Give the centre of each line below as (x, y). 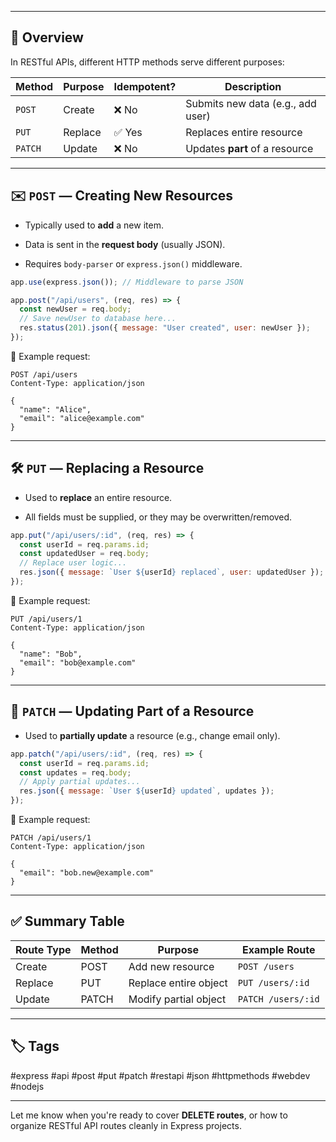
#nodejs (27, 1086)
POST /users (266, 966)
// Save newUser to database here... (98, 319)
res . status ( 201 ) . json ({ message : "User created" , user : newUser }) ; (165, 328)
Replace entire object (178, 983)
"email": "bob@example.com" (78, 662)
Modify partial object (177, 999)
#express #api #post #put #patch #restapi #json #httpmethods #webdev (160, 1075)
